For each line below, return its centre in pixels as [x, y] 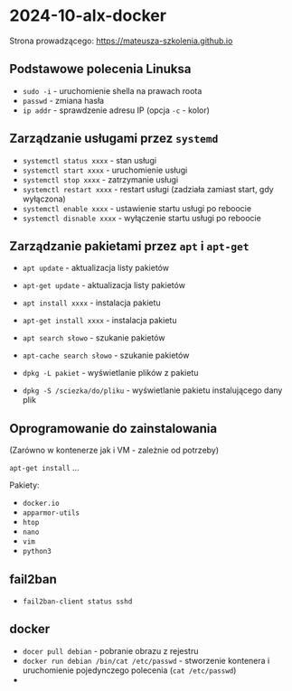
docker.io [41, 504]
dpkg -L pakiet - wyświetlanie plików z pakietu [110, 373]
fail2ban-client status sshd [77, 602]
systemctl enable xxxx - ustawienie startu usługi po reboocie [137, 208]
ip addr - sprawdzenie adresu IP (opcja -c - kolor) [116, 110]
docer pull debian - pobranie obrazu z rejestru [110, 650]
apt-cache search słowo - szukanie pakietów [106, 355]
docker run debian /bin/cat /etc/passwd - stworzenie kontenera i [146, 660]
